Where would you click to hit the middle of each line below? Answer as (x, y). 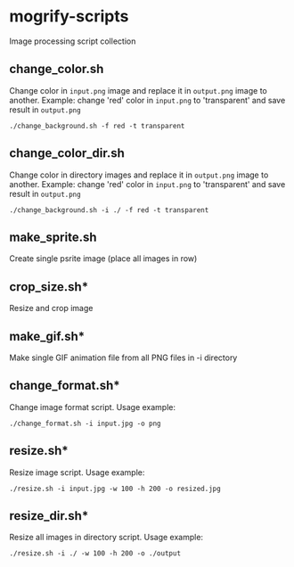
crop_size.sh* (49, 287)
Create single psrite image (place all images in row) (103, 259)
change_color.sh (57, 69)
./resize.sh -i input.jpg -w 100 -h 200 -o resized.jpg (115, 489)
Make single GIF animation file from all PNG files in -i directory (123, 357)
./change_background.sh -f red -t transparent (97, 126)
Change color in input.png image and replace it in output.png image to (138, 90)
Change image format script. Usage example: (93, 407)
